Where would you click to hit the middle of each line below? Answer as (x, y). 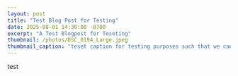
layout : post (27, 14)
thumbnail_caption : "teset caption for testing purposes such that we (114, 46)
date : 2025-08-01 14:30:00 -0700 (57, 27)
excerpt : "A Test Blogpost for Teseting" (69, 33)
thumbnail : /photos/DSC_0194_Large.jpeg (68, 40)
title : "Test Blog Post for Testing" (63, 20)
